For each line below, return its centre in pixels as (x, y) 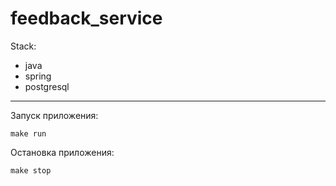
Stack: (23, 46)
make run (28, 133)
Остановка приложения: (62, 152)
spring (38, 76)
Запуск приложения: (54, 115)
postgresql (47, 86)
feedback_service (86, 18)
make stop (31, 170)
